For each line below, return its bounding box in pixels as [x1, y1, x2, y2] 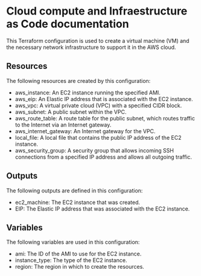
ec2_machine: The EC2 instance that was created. [14, 199, 141, 206]
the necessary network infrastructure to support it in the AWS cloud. [6, 44, 176, 51]
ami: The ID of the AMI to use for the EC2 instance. [14, 250, 142, 258]
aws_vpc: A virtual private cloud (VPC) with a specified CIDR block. [14, 102, 182, 109]
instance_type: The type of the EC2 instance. [14, 257, 128, 264]
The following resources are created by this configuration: [6, 77, 151, 84]
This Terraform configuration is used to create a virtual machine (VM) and [6, 37, 190, 44]
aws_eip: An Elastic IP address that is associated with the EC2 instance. [14, 95, 193, 102]
